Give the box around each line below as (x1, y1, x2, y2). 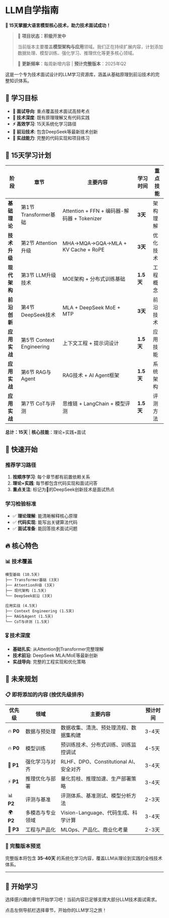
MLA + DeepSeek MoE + (62, 304, 121, 311)
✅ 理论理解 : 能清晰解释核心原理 (12, 512, 78, 519)
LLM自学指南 (5, 5, 59, 16)
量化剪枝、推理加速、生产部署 (60, 775, 132, 782)
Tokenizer (78, 215, 102, 222)
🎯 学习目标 (5, 94, 38, 102)
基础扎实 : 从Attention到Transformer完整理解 (12, 646, 104, 652)
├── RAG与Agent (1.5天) (5, 614, 54, 619)
